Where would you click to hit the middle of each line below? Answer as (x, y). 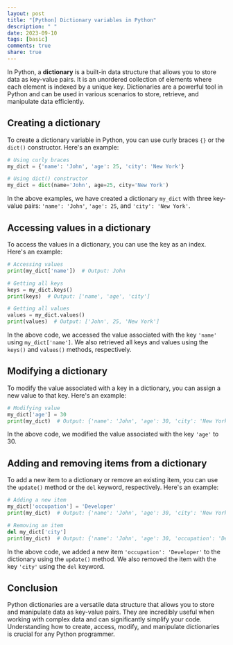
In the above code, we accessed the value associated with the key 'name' (112, 335)
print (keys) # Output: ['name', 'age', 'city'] (79, 296)
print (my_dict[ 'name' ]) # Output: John (67, 271)
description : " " (32, 26)
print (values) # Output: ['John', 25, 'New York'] (83, 322)
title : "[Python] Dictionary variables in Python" (82, 20)
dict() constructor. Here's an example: (63, 147)
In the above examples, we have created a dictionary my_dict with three (110, 199)
